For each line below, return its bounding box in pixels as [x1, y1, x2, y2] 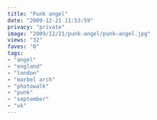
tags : [7, 50, 23, 57]
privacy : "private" [7, 23, 65, 30]
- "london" [7, 69, 40, 76]
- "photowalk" [7, 83, 50, 90]
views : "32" [7, 37, 43, 44]
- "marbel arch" [7, 76, 55, 83]
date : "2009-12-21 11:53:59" [7, 17, 94, 24]
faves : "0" [7, 43, 40, 50]
